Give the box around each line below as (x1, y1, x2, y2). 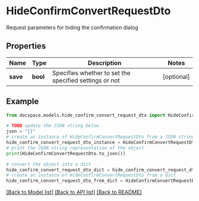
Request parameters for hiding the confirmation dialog (6, 24, 139, 31)
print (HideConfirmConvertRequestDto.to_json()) (6, 150, 126, 156)
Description (88, 58, 122, 67)
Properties (6, 41, 46, 51)
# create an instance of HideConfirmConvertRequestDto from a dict (6, 172, 176, 178)
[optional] (162, 73, 190, 81)
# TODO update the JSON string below (6, 123, 99, 129)
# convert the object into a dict (6, 161, 92, 167)
